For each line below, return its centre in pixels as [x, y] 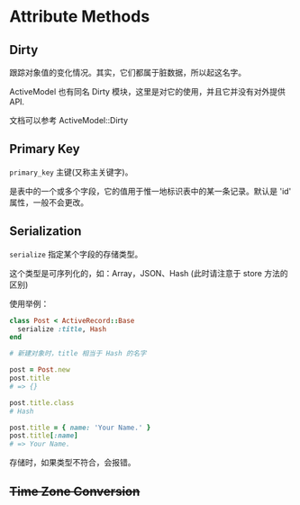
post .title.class [42, 402]
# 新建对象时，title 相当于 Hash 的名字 [78, 354]
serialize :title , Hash [62, 329]
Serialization [45, 231]
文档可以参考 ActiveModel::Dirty [69, 120]
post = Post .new [40, 370]
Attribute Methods [80, 17]
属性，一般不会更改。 [49, 202]
